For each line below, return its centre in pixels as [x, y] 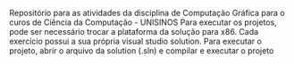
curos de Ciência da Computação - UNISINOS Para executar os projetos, [143, 22]
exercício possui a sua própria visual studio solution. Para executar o [135, 41]
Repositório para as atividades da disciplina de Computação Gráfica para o [147, 13]
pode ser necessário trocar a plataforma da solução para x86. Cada [134, 32]
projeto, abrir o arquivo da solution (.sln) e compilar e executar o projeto [142, 51]
